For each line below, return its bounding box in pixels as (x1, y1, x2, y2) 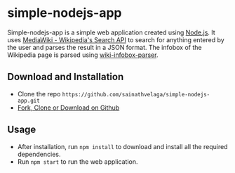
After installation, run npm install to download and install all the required (17, 142, 228, 150)
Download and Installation (7, 71, 124, 83)
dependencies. (17, 150, 61, 158)
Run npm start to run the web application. (17, 157, 138, 166)
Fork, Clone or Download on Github (17, 103, 120, 112)
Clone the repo (17, 89, 61, 98)
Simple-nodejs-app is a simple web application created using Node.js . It (7, 28, 215, 37)
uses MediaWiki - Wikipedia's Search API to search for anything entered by (7, 35, 224, 44)
